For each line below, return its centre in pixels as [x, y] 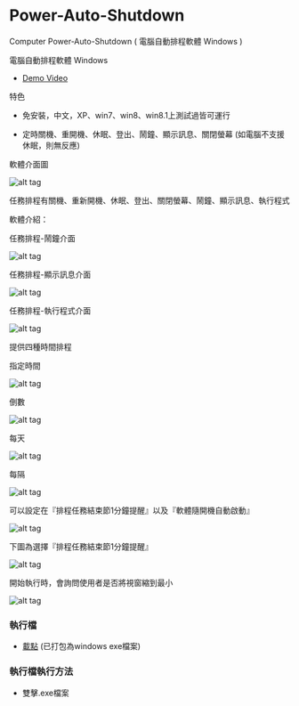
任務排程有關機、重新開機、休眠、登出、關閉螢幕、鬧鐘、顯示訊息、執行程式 [149, 200]
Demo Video [45, 77]
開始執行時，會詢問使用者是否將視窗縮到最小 [91, 582]
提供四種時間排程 [40, 346]
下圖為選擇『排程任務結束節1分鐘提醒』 [81, 546]
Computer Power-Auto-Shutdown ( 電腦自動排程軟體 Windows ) [126, 41]
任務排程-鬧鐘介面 [42, 238]
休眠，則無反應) [51, 145]
